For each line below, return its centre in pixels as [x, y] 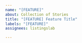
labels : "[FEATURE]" [27, 24]
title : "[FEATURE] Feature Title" [42, 19]
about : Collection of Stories [37, 14]
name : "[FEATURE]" [24, 10]
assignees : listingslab [30, 28]
